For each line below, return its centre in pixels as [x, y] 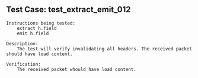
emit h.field [33, 33]
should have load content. [39, 54]
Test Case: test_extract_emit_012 [69, 10]
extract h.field [37, 28]
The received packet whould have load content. [76, 69]
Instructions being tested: [41, 23]
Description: [22, 43]
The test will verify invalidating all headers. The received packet [105, 49]
